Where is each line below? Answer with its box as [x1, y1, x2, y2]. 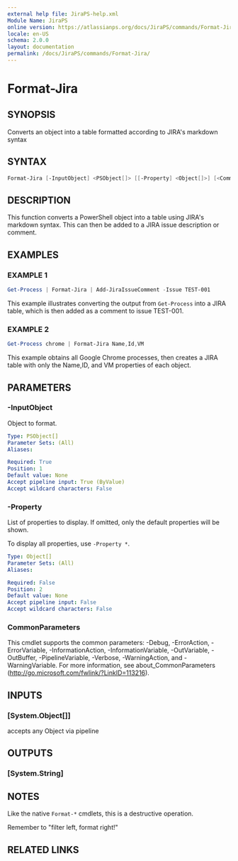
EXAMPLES [7, 249, 59, 261]
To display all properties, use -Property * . [7, 539, 130, 548]
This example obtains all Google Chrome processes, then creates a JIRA [7, 353, 218, 362]
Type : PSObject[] [7, 433, 59, 440]
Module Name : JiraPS [7, 17, 69, 24]
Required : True [7, 459, 52, 466]
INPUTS [7, 689, 42, 701]
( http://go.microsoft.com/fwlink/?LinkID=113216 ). [7, 668, 150, 677]
